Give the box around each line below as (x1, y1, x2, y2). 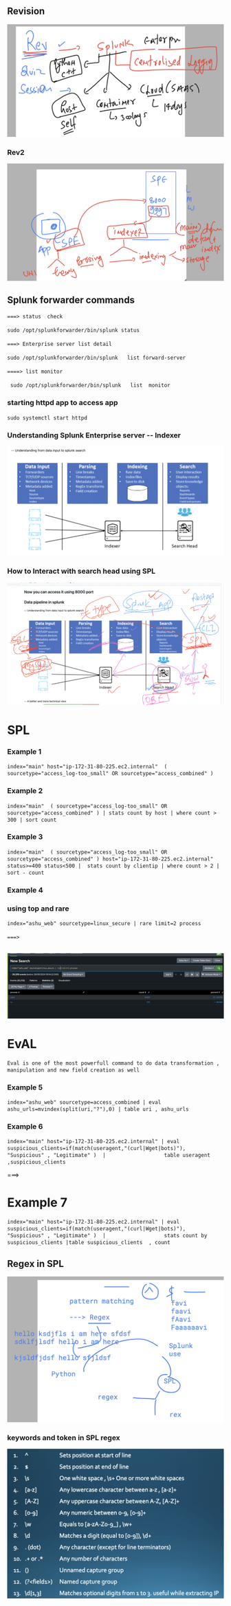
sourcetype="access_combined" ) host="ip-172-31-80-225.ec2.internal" (7, 856, 214, 862)
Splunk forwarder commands (7, 294, 135, 306)
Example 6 (7, 1121, 43, 1131)
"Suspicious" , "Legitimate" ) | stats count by (7, 1233, 208, 1239)
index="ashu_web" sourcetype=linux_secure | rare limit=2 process (7, 920, 201, 927)
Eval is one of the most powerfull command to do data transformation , (7, 1059, 220, 1067)
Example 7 (7, 1195, 67, 1211)
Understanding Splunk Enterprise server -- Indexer (7, 430, 181, 440)
